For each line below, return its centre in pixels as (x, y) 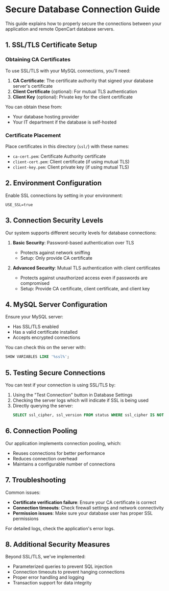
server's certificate (33, 86)
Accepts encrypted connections (46, 337)
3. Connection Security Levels (54, 220)
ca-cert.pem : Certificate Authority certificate (59, 156)
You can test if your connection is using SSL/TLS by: (61, 385)
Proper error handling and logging (48, 577)
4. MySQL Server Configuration (56, 304)
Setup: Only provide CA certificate (56, 258)
